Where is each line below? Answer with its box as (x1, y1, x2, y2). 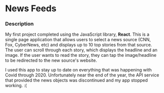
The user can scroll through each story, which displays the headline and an (5, 47, 158, 53)
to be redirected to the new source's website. (5, 57, 98, 64)
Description (5, 21, 34, 27)
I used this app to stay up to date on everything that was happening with (5, 67, 152, 73)
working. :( (5, 83, 27, 89)
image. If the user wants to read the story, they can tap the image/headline (5, 52, 157, 58)
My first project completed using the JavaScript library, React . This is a (5, 31, 150, 37)
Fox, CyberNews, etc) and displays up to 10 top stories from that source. (5, 42, 152, 48)
